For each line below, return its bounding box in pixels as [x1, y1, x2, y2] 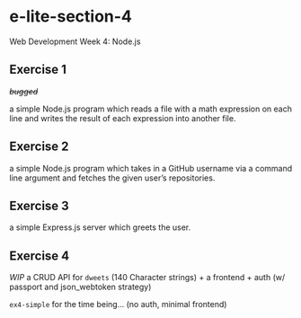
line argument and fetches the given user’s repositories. [9, 172, 216, 183]
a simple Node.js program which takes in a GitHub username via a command [9, 163, 293, 173]
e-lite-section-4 [9, 6, 133, 27]
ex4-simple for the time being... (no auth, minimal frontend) [9, 299, 227, 310]
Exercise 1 [9, 62, 67, 77]
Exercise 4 [9, 248, 70, 263]
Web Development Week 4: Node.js [9, 36, 141, 47]
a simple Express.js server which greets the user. [9, 222, 191, 233]
